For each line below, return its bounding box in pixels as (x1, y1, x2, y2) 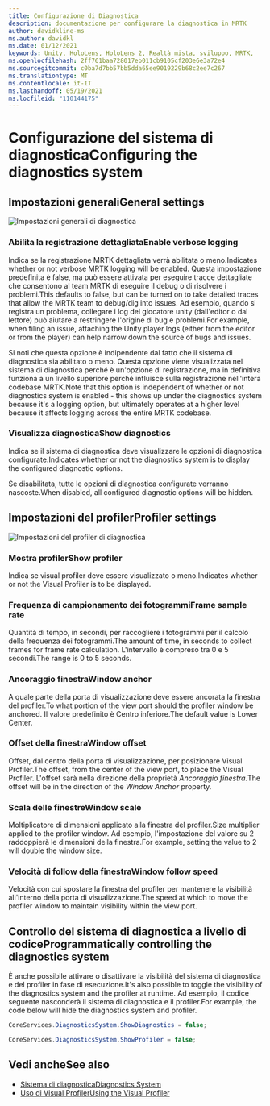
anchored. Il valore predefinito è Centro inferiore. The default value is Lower (8, 709, 259, 718)
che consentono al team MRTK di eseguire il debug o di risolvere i (8, 281, 227, 290)
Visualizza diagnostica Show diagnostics (8, 428, 171, 439)
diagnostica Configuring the (8, 146, 198, 164)
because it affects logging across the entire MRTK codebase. (8, 408, 212, 418)
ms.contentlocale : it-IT (8, 79, 92, 87)
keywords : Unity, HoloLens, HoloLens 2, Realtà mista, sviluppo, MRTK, (8, 49, 254, 57)
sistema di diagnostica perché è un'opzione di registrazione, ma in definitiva (8, 364, 261, 375)
